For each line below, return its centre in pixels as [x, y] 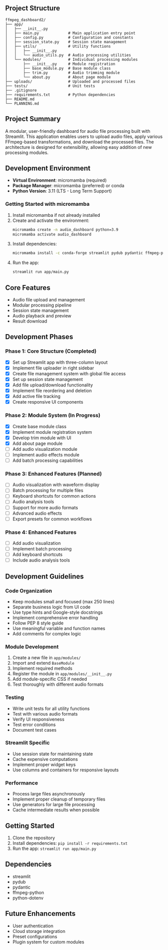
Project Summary [33, 119]
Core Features [28, 288]
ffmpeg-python [28, 892]
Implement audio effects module [46, 454]
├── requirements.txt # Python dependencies [60, 95]
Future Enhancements [41, 914]
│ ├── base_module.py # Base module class [58, 68]
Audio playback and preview [42, 316]
